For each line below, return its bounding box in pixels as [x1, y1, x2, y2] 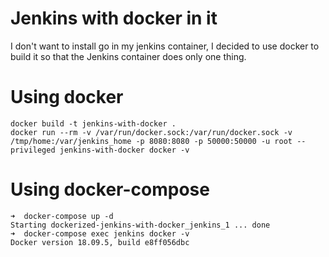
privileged [10, 145, 56, 155]
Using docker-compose [10, 178, 210, 201]
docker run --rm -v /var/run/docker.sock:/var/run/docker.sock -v [10, 127, 293, 137]
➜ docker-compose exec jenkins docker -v [10, 228, 190, 239]
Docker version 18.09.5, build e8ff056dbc [10, 237, 190, 247]
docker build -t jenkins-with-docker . [10, 118, 177, 129]
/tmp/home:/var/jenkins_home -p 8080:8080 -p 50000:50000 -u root [10, 136, 293, 146]
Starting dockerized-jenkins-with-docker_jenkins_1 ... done [10, 220, 271, 230]
